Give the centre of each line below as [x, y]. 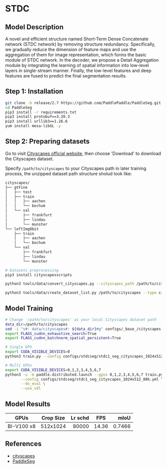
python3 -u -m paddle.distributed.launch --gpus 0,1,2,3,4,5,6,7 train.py [84, 375]
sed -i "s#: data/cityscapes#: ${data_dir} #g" [54, 329]
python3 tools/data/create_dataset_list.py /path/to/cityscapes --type [81, 293]
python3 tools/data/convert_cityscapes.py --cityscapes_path [70, 284]
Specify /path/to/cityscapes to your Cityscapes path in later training [76, 168]
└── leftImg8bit [22, 229]
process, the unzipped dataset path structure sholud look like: [69, 173]
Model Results [28, 404]
